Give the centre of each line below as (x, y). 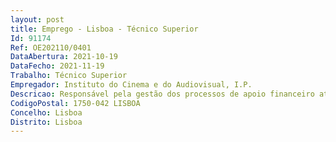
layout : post (37, 19)
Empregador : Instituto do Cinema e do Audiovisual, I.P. (131, 85)
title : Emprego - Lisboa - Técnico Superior (104, 29)
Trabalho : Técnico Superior (69, 76)
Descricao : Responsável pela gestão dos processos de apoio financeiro (162, 94)
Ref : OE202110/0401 (51, 47)
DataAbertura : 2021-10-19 (64, 57)
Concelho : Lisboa (46, 112)
